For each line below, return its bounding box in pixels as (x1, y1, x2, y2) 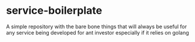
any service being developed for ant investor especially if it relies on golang (6, 29, 189, 36)
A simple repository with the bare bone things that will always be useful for (6, 23, 187, 30)
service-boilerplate (6, 4, 103, 17)
